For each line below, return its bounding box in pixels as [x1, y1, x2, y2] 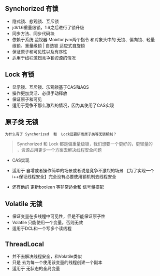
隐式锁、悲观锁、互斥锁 [12, 18, 59, 24]
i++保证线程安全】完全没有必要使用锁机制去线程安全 [12, 174, 116, 179]
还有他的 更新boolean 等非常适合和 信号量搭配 [12, 184, 104, 190]
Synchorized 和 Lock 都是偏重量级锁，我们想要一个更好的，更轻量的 [16, 141, 153, 147]
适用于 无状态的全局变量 [12, 266, 60, 272]
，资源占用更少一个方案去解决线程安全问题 [16, 147, 102, 153]
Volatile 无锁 [5, 199, 43, 208]
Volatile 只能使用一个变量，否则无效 [12, 220, 83, 226]
